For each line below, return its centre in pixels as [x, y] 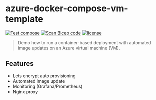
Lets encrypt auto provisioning [44, 76]
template [24, 19]
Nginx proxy [25, 92]
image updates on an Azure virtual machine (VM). [69, 48]
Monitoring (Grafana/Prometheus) [47, 86]
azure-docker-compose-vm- [67, 9]
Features [19, 64]
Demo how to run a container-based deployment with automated [84, 42]
